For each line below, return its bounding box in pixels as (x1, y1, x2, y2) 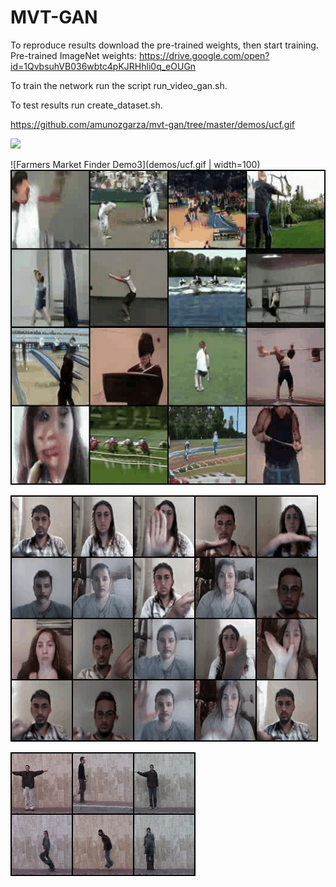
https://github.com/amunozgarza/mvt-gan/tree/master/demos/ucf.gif (10, 118, 295, 130)
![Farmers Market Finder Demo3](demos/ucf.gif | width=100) (10, 158, 261, 170)
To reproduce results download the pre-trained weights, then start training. (10, 39, 319, 51)
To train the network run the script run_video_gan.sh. (10, 79, 228, 91)
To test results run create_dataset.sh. (10, 99, 163, 111)
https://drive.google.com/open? (138, 49, 270, 61)
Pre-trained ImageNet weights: (10, 49, 137, 61)
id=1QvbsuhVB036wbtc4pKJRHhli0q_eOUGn (10, 60, 197, 72)
